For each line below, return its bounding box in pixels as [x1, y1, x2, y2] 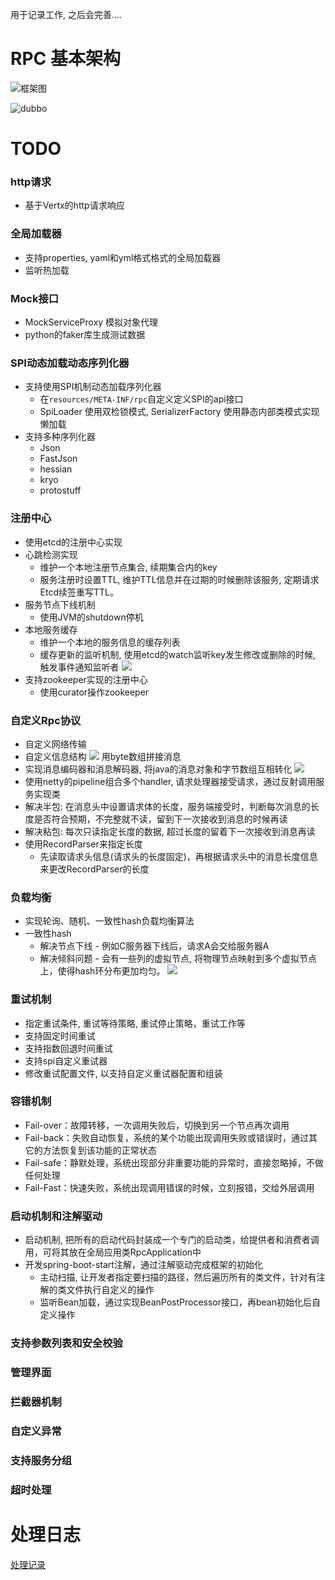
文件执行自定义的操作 [66, 1284, 155, 1296]
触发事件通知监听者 [39, 661, 120, 673]
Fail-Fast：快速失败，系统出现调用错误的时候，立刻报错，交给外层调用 [24, 1181, 315, 1193]
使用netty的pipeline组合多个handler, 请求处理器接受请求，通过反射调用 [24, 775, 317, 787]
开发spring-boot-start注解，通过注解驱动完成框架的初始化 [24, 1259, 263, 1271]
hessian [39, 463, 73, 475]
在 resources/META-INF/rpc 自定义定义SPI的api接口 [39, 393, 244, 405]
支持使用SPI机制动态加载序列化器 [24, 381, 162, 393]
